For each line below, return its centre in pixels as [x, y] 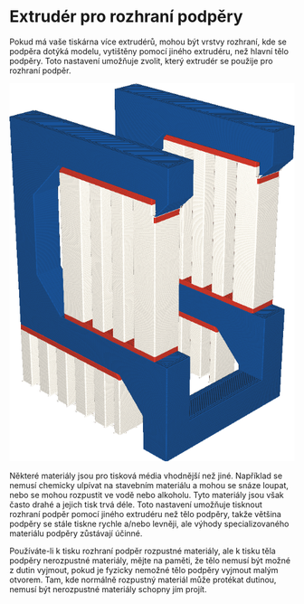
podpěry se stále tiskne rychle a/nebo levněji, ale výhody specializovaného [149, 524]
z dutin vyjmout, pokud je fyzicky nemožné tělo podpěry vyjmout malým [144, 571]
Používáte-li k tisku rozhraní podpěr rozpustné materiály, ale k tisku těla [142, 551]
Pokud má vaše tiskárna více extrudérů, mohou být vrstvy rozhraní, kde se [148, 42]
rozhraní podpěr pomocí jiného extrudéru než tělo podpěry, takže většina [146, 514]
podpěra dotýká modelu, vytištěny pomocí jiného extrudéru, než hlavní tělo [149, 51]
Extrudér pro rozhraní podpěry [126, 17]
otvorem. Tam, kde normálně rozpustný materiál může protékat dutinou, [143, 580]
